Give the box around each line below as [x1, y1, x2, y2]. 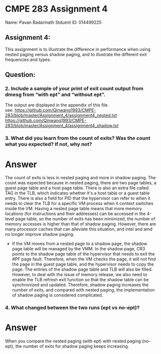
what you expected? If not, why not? [5, 141, 92, 148]
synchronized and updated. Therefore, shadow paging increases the [12, 282, 149, 288]
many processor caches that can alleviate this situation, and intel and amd [5, 226, 153, 232]
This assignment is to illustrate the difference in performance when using [5, 46, 151, 52]
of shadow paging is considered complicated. [12, 292, 103, 298]
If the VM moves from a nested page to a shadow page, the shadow [12, 241, 147, 246]
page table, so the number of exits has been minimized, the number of [15, 216, 156, 222]
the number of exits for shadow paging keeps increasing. [15, 343, 129, 349]
